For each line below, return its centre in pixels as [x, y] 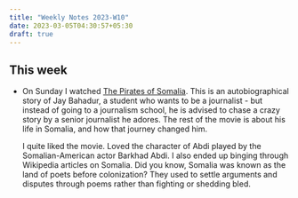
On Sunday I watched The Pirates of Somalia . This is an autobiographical [155, 91]
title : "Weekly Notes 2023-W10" [69, 17]
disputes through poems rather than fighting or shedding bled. [137, 184]
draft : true [31, 34]
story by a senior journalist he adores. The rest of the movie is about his [154, 120]
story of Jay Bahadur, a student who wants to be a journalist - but [142, 101]
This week [39, 70]
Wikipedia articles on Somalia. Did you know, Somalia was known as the [154, 165]
